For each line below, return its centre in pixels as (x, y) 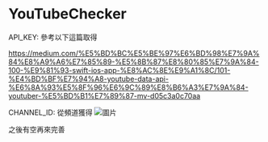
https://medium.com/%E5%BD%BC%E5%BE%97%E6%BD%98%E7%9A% (134, 53)
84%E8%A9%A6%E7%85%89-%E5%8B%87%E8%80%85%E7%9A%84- (134, 62)
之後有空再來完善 (37, 129)
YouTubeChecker (67, 14)
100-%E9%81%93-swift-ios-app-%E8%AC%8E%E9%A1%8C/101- (119, 70)
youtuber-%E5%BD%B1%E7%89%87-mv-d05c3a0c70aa (105, 95)
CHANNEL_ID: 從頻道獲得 (50, 112)
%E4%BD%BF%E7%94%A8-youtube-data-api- (89, 79)
